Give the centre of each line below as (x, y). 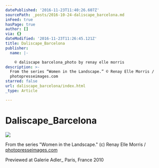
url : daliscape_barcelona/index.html (46, 86)
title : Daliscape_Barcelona (35, 44)
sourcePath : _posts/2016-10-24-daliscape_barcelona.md (65, 15)
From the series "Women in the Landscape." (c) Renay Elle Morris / (76, 144)
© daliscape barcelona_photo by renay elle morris (70, 62)
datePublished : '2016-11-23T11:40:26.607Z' (52, 10)
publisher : (17, 48)
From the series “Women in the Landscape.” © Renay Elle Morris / (82, 72)
